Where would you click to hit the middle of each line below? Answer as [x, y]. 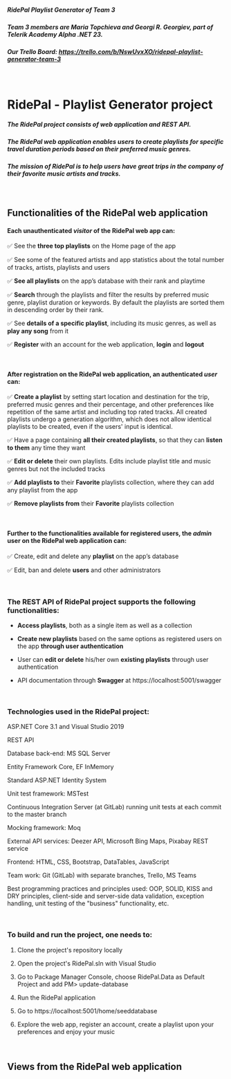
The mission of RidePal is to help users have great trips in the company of [115, 167]
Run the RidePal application [56, 997]
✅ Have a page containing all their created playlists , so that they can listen [115, 440]
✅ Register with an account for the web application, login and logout [106, 344]
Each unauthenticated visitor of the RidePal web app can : [91, 230]
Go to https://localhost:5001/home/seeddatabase [87, 1011]
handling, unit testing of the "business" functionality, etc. [88, 903]
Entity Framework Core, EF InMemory [61, 767]
